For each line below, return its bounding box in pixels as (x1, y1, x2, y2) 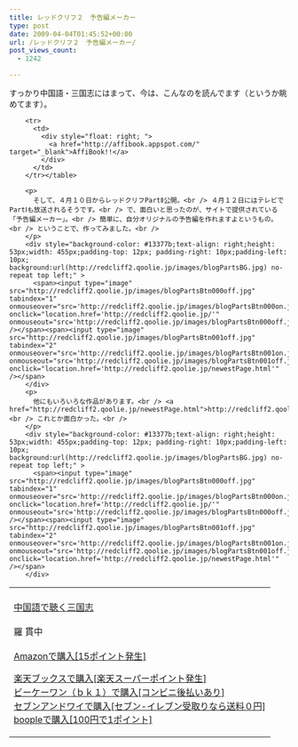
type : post (9, 21, 50, 30)
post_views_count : (9, 46, 77, 55)
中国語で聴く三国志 (13, 601, 95, 614)
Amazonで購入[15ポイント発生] (13, 650, 146, 663)
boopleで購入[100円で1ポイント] (13, 713, 153, 726)
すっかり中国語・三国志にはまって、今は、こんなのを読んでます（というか (9, 88, 279, 98)
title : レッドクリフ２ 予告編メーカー (9, 12, 137, 22)
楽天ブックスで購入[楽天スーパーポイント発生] (13, 672, 207, 685)
